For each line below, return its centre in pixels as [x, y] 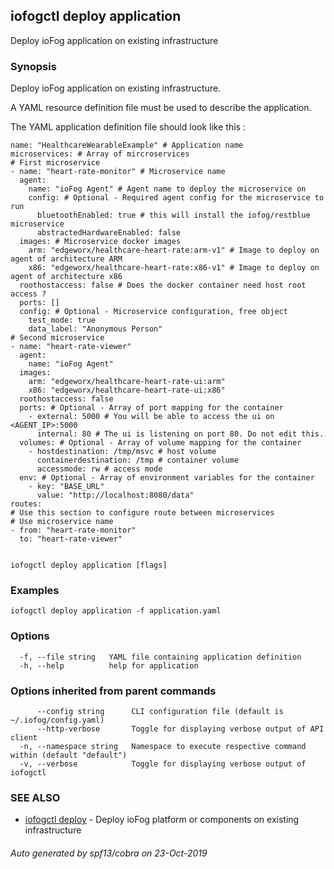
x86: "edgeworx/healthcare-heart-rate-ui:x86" [127, 390]
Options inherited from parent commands [113, 691]
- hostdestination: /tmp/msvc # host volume [122, 452]
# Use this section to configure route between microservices [142, 513]
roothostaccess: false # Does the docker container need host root [163, 285]
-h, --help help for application [109, 665]
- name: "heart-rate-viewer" [71, 347]
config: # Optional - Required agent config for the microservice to [176, 198]
